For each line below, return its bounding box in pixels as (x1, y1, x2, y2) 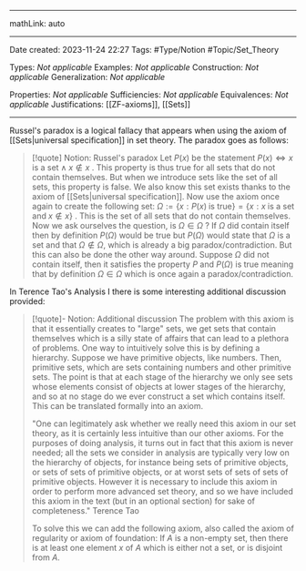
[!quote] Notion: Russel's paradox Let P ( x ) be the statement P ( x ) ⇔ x (31, 152, 293, 163)
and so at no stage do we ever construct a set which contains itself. (31, 391, 286, 402)
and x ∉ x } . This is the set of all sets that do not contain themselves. (31, 210, 291, 221)
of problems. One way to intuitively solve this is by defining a (31, 342, 260, 353)
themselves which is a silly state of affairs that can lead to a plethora (31, 333, 290, 343)
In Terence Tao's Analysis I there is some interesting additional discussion (9, 286, 287, 297)
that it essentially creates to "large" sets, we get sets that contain (31, 323, 276, 333)
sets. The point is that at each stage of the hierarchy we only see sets (31, 372, 293, 382)
